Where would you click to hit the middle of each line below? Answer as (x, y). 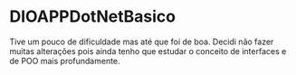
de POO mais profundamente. (65, 61)
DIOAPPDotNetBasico (93, 17)
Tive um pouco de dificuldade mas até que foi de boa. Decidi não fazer (142, 42)
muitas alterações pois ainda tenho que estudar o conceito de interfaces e (148, 51)
